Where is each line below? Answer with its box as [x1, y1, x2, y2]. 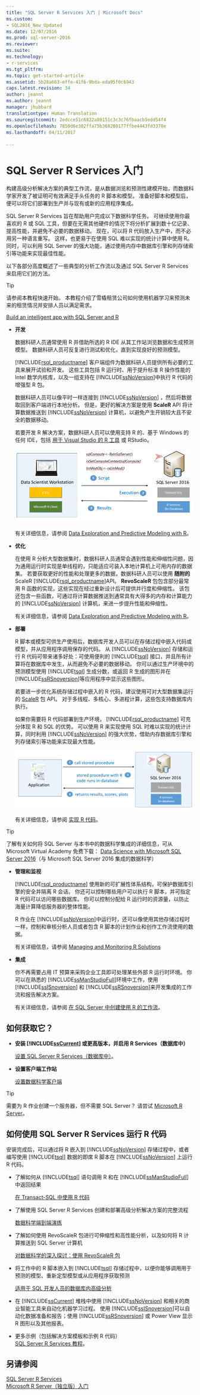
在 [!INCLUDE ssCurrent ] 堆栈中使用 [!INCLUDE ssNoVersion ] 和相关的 [14, 1297, 185, 1304]
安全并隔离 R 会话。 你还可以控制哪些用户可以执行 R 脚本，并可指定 [25, 888, 191, 895]
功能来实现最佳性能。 [16, 250, 69, 257]
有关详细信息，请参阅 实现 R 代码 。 [14, 816, 101, 824]
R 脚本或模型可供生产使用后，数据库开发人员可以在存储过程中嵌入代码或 [14, 638, 192, 645]
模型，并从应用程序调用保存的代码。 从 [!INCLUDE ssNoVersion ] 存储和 [14, 646, 189, 653]
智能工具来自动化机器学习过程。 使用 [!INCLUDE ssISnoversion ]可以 [20, 1305, 185, 1312]
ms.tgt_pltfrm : [6, 66, 44, 72]
